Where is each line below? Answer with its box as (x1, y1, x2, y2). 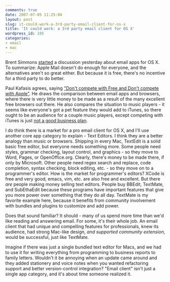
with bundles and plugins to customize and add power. (5, 202, 120, 208)
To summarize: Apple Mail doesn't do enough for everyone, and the (5, 64, 147, 70)
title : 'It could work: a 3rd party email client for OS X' (5, 26, 135, 31)
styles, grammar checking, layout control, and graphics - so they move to (5, 149, 159, 155)
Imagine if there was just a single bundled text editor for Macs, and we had (5, 244, 161, 250)
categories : (5, 36, 30, 41)
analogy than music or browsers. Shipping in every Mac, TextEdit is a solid (5, 138, 161, 144)
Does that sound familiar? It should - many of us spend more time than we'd (5, 213, 164, 219)
